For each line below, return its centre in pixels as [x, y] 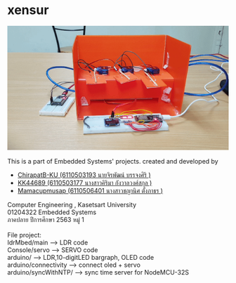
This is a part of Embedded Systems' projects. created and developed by [113, 161]
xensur [28, 10]
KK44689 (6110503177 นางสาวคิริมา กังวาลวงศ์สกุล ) [85, 183]
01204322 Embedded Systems [52, 212]
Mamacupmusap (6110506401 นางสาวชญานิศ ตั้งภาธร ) [90, 190]
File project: [25, 235]
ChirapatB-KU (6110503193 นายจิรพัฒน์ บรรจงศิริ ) [84, 175]
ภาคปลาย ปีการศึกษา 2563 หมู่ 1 [46, 219]
